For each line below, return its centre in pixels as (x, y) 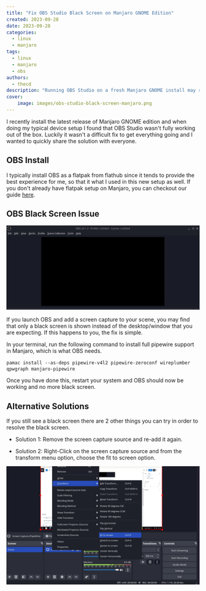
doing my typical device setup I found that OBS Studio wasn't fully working (101, 128)
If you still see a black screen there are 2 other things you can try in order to (102, 421)
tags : (13, 52)
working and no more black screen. (51, 387)
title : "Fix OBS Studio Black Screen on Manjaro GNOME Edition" (90, 13)
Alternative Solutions (48, 406)
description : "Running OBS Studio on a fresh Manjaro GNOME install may (101, 91)
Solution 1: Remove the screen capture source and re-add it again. (99, 439)
